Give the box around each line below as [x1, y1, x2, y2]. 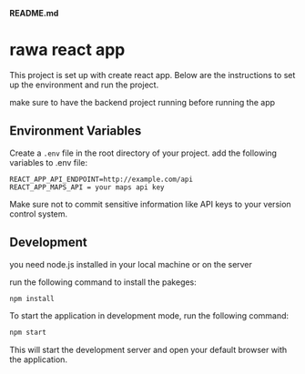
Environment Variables [9, 123, 142, 139]
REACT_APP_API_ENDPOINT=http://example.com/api [9, 175, 194, 184]
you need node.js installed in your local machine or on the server [9, 258, 253, 269]
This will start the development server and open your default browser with [9, 345, 288, 356]
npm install [9, 294, 55, 303]
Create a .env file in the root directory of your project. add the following [9, 147, 278, 158]
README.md [9, 8, 59, 18]
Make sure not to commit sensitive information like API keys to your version [9, 198, 291, 209]
